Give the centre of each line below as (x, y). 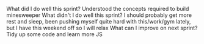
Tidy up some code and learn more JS (54, 34)
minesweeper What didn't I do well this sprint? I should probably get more (99, 15)
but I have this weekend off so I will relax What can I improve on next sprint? (102, 28)
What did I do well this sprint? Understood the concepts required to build (98, 9)
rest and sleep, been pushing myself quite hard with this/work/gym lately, (99, 21)
